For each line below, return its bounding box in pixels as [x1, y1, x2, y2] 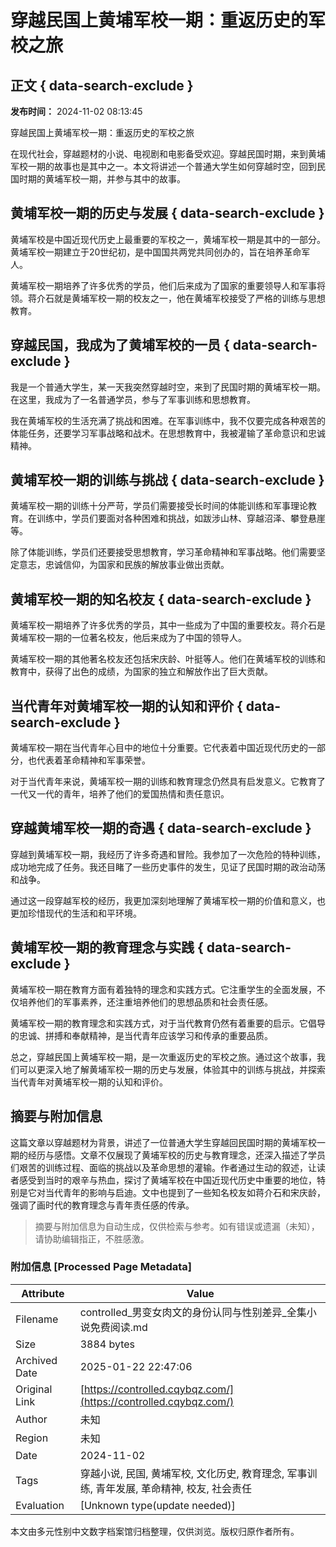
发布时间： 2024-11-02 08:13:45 [10, 106, 143, 117]
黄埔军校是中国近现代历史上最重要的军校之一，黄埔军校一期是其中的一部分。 [10, 233, 326, 245]
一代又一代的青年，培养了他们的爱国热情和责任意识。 [10, 788, 230, 800]
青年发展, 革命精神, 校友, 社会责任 [95, 1481, 253, 1495]
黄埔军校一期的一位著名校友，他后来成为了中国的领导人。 [10, 632, 247, 644]
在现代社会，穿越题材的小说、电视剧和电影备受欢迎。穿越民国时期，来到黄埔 [10, 148, 326, 160]
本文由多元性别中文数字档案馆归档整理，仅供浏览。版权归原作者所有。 [10, 1525, 300, 1537]
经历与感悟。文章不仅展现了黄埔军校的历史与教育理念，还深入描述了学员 [27, 1149, 326, 1161]
